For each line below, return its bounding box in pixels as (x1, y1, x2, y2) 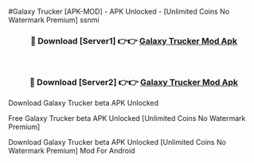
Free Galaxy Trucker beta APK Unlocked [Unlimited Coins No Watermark (8, 113, 246, 122)
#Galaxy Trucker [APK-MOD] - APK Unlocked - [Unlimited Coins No (8, 7, 230, 16)
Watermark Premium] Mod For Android (8, 146, 135, 155)
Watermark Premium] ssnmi (8, 15, 100, 25)
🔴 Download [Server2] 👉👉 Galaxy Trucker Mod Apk (29, 77, 239, 88)
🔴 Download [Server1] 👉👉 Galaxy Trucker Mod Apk (30, 35, 237, 46)
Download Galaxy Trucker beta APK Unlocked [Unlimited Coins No (8, 137, 227, 146)
